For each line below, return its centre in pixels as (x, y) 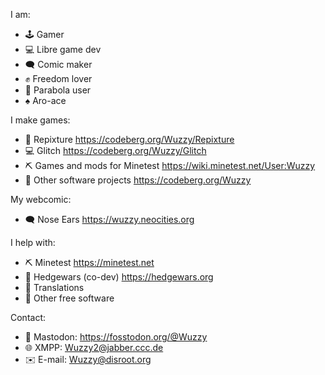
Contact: (28, 317)
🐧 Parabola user (58, 90)
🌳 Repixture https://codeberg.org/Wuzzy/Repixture (129, 139)
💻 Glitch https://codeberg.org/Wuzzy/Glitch (115, 150)
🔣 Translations (54, 287)
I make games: (40, 120)
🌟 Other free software (69, 298)
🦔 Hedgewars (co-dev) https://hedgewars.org (119, 277)
